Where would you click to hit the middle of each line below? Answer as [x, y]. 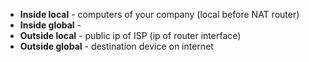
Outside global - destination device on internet [116, 46]
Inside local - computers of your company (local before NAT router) [159, 14]
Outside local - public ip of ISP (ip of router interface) [130, 35]
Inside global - [50, 25]
